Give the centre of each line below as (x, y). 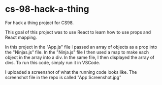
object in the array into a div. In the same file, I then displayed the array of (80, 57)
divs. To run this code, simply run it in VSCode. (53, 62)
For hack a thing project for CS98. (39, 23)
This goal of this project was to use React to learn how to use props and (78, 32)
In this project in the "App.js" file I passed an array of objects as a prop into (81, 47)
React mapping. (21, 37)
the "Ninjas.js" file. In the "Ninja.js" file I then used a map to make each (77, 52)
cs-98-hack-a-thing (47, 9)
